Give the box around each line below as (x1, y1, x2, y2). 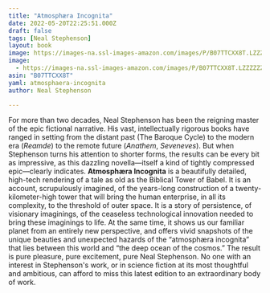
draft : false (8, 26, 52, 35)
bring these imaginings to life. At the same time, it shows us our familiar (8, 218, 245, 227)
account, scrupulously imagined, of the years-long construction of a (8, 184, 235, 193)
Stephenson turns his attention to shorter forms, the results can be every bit (8, 149, 260, 159)
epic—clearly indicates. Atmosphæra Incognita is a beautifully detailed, (8, 166, 247, 177)
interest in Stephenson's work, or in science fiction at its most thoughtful (8, 260, 249, 270)
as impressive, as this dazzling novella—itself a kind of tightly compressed (8, 158, 255, 168)
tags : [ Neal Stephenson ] (8, 34, 92, 43)
